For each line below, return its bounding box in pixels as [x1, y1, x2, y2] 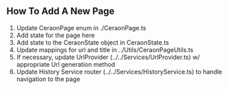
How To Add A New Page [6, 5, 115, 17]
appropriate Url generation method [16, 60, 116, 68]
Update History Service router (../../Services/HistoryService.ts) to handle [16, 67, 223, 76]
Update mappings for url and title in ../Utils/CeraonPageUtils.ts [16, 45, 194, 54]
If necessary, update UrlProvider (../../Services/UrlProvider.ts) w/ [16, 53, 200, 61]
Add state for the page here [16, 31, 96, 39]
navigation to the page [16, 75, 80, 83]
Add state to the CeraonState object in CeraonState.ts [16, 38, 169, 47]
